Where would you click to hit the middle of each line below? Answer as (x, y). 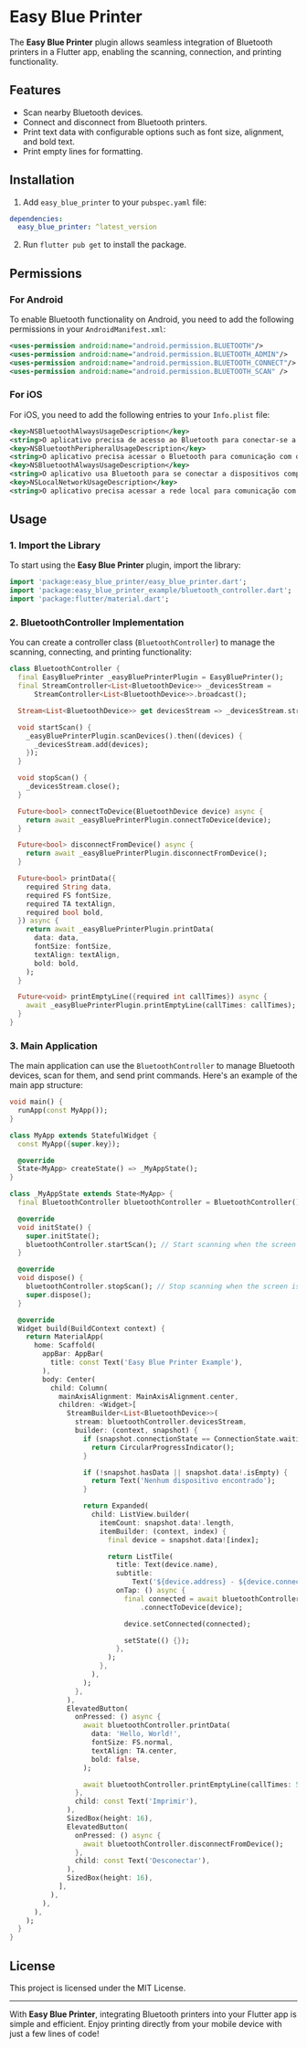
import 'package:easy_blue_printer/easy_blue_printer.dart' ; (128, 582)
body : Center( (69, 1379)
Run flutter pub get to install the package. (105, 245)
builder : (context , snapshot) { (136, 1431)
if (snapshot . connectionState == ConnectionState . (181, 1439)
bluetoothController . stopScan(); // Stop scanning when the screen (157, 1286)
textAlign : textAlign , (77, 955)
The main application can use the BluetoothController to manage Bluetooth (152, 1066)
